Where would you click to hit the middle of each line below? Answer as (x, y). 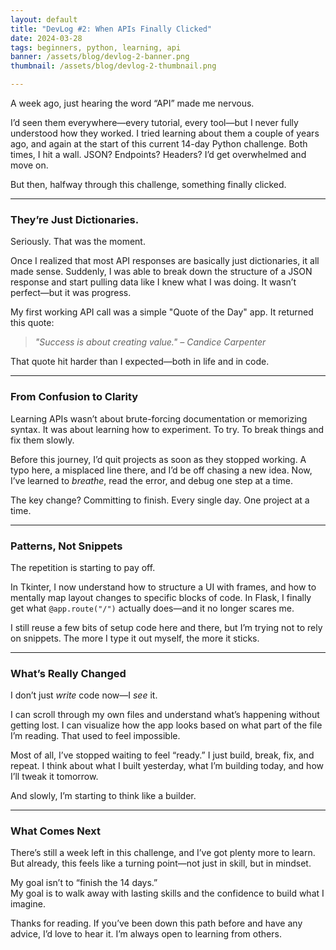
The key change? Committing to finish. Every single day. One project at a (160, 500)
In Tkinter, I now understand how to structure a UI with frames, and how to (163, 587)
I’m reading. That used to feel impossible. (95, 736)
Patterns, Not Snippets (66, 546)
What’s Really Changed (68, 673)
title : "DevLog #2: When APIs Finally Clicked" (111, 29)
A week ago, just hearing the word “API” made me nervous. (132, 103)
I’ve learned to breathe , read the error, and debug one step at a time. (151, 480)
